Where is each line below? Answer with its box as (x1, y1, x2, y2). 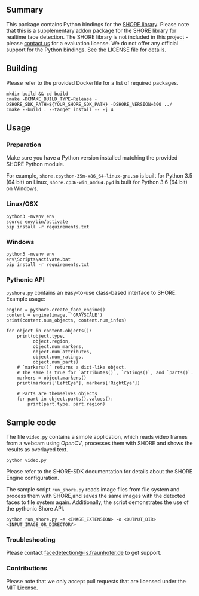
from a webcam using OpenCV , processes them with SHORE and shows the (6, 439, 193, 447)
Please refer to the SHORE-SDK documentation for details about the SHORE (6, 468, 193, 475)
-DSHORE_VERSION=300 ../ (110, 101, 172, 107)
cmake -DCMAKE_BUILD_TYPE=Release (6, 96, 93, 102)
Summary (6, 5, 44, 15)
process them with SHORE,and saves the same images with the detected (6, 493, 186, 500)
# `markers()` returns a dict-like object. (17, 365, 127, 371)
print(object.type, (17, 333, 66, 340)
